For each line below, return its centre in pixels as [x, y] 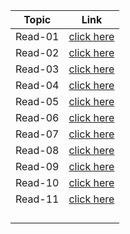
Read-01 [37, 36]
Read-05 [37, 101]
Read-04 [37, 85]
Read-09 [37, 166]
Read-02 [37, 52]
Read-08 [37, 150]
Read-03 [37, 69]
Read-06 [37, 117]
